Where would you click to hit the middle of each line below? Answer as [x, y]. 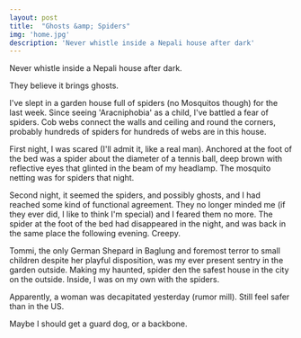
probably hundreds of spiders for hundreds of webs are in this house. [138, 132]
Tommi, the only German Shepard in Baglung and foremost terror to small [145, 251]
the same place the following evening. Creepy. [95, 234]
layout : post [34, 18]
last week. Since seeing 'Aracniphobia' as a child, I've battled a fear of [139, 112]
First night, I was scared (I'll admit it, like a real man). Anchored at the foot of [151, 149]
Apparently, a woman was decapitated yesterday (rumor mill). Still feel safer [150, 297]
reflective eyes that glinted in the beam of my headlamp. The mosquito [140, 168]
